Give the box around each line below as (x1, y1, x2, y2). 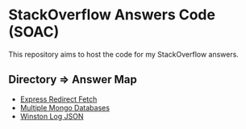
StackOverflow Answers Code (8, 6, 216, 24)
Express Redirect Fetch (19, 94, 98, 104)
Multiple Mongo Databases (19, 102, 110, 112)
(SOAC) (8, 23, 60, 41)
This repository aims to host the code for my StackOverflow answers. (8, 49, 240, 59)
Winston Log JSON (19, 111, 84, 121)
